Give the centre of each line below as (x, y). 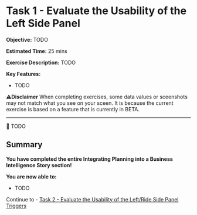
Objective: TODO (27, 39)
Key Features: (23, 74)
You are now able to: (31, 176)
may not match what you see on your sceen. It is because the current (90, 103)
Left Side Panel (43, 23)
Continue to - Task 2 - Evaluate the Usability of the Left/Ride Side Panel (92, 199)
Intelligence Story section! (39, 165)
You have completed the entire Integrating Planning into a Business (89, 159)
